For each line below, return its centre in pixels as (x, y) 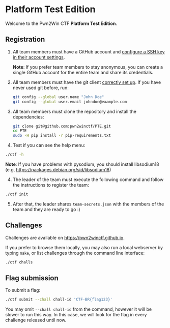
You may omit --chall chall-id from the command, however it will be (78, 309)
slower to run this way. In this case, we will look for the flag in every (76, 315)
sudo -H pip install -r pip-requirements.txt (62, 136)
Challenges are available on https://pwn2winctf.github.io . (65, 237)
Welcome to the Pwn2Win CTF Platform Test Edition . (61, 23)
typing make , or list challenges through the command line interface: (75, 253)
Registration (25, 39)
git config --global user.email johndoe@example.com (70, 102)
